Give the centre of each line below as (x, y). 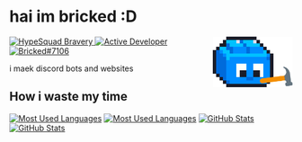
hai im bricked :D (73, 17)
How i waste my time (68, 97)
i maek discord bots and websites (71, 68)
